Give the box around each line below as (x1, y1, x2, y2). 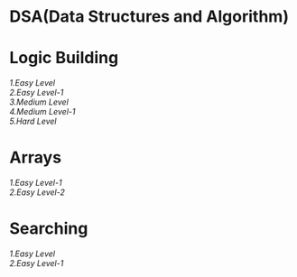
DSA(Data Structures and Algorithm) (9, 6, 289, 27)
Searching (9, 218, 88, 239)
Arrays (9, 147, 61, 168)
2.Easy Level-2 (9, 187, 66, 198)
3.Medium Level (9, 97, 70, 107)
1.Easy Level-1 (9, 178, 62, 189)
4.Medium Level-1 (9, 106, 76, 117)
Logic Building (9, 48, 119, 69)
